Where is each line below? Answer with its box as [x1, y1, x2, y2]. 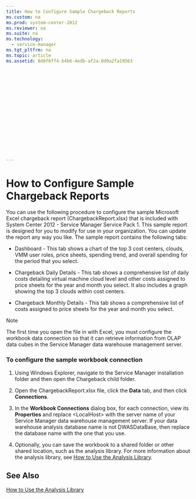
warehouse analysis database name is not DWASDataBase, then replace [14, 423, 190, 431]
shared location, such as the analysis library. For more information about [14, 447, 190, 454]
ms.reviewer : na [6, 25, 46, 31]
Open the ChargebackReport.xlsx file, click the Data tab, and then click [14, 387, 187, 394]
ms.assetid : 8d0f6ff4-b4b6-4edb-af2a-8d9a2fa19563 [6, 58, 133, 64]
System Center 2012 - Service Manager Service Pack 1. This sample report [6, 221, 187, 228]
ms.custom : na [6, 14, 41, 20]
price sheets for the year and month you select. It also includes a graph [14, 281, 188, 289]
